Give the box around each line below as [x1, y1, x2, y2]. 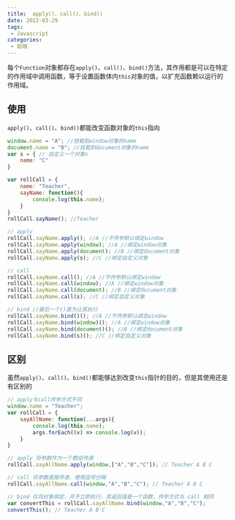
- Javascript [10, 30, 49, 37]
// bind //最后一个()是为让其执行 [7, 306, 98, 313]
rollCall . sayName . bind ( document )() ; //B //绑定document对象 [7, 325, 183, 333]
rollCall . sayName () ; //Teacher [7, 215, 99, 222]
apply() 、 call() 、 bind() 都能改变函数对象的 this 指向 [7, 123, 160, 132]
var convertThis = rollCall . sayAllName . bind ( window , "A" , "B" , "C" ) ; [7, 500, 206, 507]
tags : [7, 23, 23, 30]
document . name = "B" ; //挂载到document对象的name [7, 144, 150, 151]
